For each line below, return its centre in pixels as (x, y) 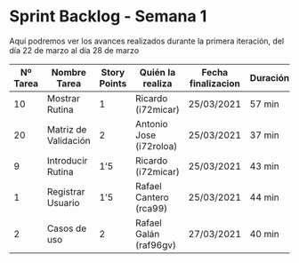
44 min (264, 197)
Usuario (63, 203)
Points (113, 84)
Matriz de (67, 129)
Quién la (158, 72)
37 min (264, 135)
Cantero (152, 197)
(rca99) (151, 208)
